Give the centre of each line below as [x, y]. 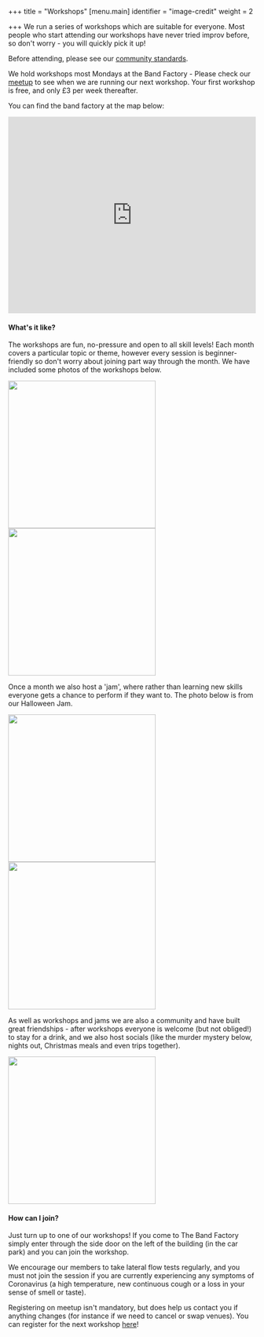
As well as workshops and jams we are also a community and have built [124, 1021]
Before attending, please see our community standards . [98, 59]
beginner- [221, 353]
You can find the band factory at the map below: [86, 106]
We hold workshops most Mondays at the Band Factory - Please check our [130, 74]
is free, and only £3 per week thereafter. [73, 90]
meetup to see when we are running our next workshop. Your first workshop [132, 82]
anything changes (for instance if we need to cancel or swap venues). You [128, 1316]
